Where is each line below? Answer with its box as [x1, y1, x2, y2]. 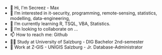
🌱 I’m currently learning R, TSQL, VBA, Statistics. [10, 20, 111, 26]
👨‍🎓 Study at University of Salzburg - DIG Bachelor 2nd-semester [10, 39, 144, 44]
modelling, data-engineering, [10, 15, 70, 21]
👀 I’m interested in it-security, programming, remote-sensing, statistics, [10, 10, 157, 16]
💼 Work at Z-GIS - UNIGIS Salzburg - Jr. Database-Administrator [10, 44, 143, 50]
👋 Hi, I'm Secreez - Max [10, 5, 59, 10]
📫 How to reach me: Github [10, 31, 68, 37]
